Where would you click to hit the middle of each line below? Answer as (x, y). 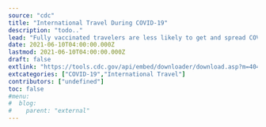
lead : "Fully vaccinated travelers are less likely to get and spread (127, 37)
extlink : (23, 67)
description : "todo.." (46, 30)
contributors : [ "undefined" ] (56, 81)
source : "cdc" (32, 15)
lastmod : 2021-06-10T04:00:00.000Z (67, 52)
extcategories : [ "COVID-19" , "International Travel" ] (97, 74)
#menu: (19, 96)
